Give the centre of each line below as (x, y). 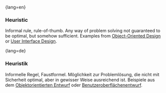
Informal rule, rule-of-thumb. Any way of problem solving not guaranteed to (83, 31)
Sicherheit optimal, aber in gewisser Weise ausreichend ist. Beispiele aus (80, 80)
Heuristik (17, 64)
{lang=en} (15, 7)
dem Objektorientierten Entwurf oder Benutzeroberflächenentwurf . (74, 85)
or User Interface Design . (31, 41)
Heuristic (17, 20)
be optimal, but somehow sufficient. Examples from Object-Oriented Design (83, 36)
